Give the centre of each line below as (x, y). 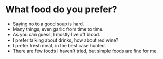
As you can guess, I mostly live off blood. (56, 34)
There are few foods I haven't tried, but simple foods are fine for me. (85, 51)
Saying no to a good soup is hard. (48, 24)
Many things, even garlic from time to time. (58, 29)
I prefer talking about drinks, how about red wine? (66, 40)
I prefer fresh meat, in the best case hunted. (59, 45)
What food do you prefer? (61, 9)
